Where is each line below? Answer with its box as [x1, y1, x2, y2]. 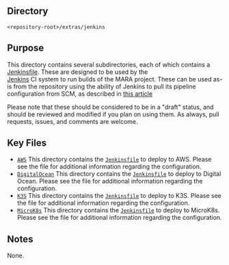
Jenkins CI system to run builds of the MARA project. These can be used [7, 75, 212, 83]
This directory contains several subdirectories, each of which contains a [7, 60, 211, 68]
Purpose [7, 42, 44, 54]
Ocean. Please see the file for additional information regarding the [16, 177, 203, 186]
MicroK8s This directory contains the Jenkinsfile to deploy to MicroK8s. [16, 206, 220, 214]
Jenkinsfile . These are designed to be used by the [7, 68, 148, 76]
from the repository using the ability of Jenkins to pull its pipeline [13, 82, 196, 90]
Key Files [7, 137, 46, 149]
